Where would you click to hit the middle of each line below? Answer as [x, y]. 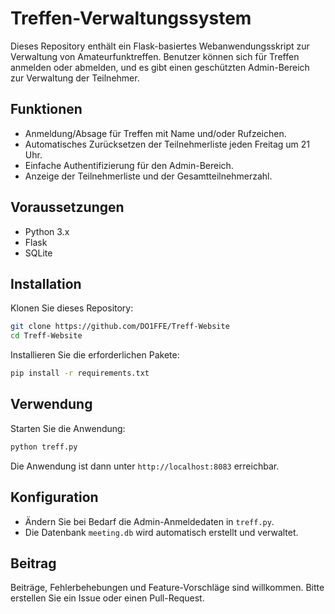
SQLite [38, 253]
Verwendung [51, 404]
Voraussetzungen [67, 207]
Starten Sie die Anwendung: [68, 428]
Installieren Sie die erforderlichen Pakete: [95, 355]
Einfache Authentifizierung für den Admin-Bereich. [129, 165]
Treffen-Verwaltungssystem [131, 18]
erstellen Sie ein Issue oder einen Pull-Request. [107, 598]
